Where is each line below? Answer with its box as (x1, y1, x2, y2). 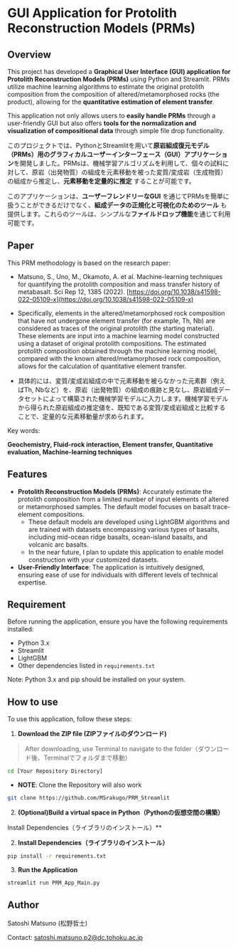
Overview (7, 48, 52, 61)
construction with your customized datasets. (28, 555, 159, 564)
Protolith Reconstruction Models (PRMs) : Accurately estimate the (17, 487, 212, 496)
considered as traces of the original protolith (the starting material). (17, 324, 215, 332)
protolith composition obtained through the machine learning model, (17, 347, 217, 355)
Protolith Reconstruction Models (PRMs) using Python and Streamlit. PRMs (7, 75, 230, 83)
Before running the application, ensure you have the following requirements (7, 617, 229, 626)
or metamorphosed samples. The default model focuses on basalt (17, 502, 211, 510)
